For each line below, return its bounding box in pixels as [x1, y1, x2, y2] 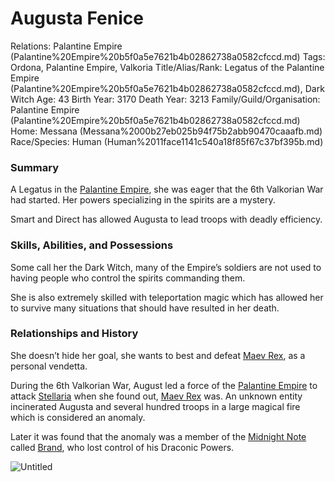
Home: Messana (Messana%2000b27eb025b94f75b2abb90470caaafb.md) [10, 125, 323, 137]
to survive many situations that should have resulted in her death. [10, 302, 280, 314]
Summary [10, 160, 60, 174]
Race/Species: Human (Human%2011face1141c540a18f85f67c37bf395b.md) [10, 135, 324, 147]
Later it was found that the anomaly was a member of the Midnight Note [10, 430, 307, 442]
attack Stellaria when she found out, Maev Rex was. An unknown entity [10, 390, 303, 402]
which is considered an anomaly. [10, 411, 146, 423]
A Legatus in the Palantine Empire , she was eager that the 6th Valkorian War [10, 183, 324, 196]
